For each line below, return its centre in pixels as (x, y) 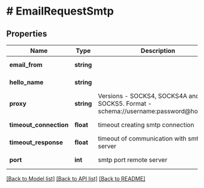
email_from (26, 65)
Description (158, 51)
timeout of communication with (142, 138)
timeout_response (36, 142)
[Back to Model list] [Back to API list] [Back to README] (76, 179)
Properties (27, 34)
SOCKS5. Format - (125, 103)
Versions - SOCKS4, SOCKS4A (143, 96)
